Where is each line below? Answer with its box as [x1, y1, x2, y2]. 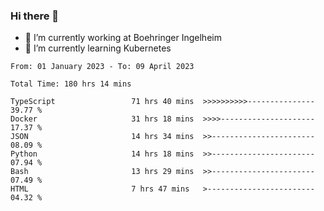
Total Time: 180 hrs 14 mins [10, 79, 132, 89]
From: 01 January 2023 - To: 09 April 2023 [10, 62, 195, 72]
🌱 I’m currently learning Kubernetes [24, 42, 172, 54]
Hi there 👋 [10, 9, 60, 23]
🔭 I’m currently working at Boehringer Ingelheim [24, 32, 222, 44]
